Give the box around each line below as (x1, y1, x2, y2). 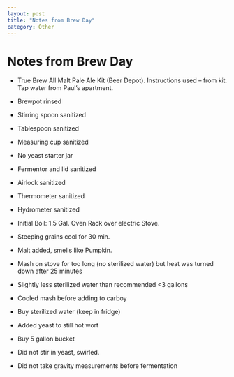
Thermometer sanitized (17, 192, 85, 200)
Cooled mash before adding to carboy (17, 294, 127, 302)
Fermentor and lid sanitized (17, 165, 96, 173)
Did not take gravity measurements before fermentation (17, 362, 178, 370)
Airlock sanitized (17, 179, 66, 187)
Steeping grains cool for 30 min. (17, 232, 110, 241)
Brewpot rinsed (17, 97, 62, 105)
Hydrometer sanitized (17, 205, 80, 214)
